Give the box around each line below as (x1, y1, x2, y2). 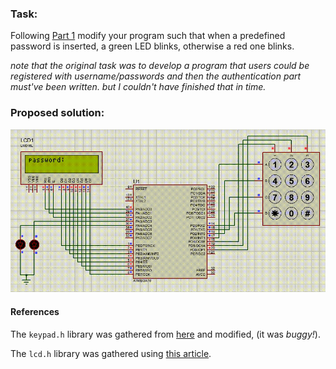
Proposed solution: (10, 106, 105, 120)
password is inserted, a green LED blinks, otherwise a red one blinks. (10, 40, 295, 52)
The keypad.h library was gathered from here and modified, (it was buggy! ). (10, 328, 321, 340)
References (10, 305, 60, 317)
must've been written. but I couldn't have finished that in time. (10, 81, 267, 93)
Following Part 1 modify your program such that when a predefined (10, 30, 286, 42)
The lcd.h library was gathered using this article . (10, 347, 212, 359)
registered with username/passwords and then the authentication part (10, 70, 302, 82)
